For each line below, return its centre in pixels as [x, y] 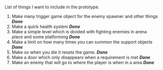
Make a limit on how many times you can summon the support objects [82, 42]
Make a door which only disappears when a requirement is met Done [81, 57]
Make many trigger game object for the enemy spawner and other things [85, 16]
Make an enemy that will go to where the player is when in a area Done [83, 63]
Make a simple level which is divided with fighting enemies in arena [79, 32]
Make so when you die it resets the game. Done [60, 52]
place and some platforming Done [46, 37]
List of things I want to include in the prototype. [52, 7]
